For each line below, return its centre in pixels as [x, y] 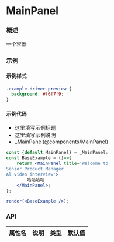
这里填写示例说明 [35, 135]
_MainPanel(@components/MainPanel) [61, 142]
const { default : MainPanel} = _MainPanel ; [57, 153]
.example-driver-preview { [39, 89]
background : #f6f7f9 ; [38, 94]
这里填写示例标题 [35, 128]
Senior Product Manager [35, 169]
